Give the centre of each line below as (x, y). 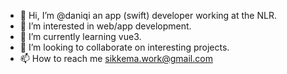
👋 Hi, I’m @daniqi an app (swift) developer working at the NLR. (148, 15)
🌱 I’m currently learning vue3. (80, 36)
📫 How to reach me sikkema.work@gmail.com (116, 58)
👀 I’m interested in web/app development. (105, 26)
